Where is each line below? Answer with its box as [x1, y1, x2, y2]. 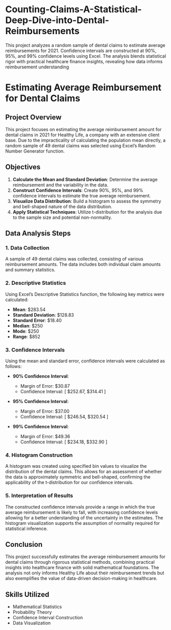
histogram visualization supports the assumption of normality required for [5, 520, 160, 526]
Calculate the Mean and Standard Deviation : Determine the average [12, 176, 158, 182]
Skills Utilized [5, 590, 50, 599]
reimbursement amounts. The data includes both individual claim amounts [5, 261, 161, 267]
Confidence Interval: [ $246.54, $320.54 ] [20, 414, 109, 420]
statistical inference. [5, 525, 48, 532]
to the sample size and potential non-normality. [12, 214, 112, 220]
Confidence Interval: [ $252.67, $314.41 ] [20, 389, 106, 395]
